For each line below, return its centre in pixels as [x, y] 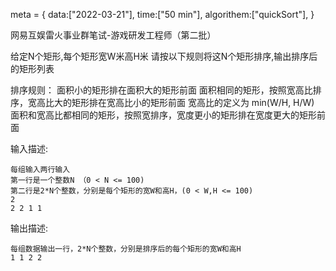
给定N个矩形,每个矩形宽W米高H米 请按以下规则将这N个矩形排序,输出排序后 [164, 56]
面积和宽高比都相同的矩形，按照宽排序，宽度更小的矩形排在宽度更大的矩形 [163, 115]
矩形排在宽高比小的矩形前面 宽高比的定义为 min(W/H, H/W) [193, 102]
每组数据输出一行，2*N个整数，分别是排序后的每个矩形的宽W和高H [126, 249]
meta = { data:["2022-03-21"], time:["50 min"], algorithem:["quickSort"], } [162, 14]
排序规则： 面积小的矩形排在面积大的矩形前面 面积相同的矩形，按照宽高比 [161, 90]
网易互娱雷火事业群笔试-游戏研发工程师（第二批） [113, 35]
